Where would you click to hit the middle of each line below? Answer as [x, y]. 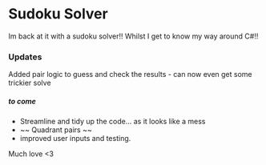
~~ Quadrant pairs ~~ [56, 130]
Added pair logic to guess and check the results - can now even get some [130, 74]
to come [22, 101]
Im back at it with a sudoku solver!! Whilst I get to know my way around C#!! [133, 36]
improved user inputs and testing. [75, 139]
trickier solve [30, 83]
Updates [25, 57]
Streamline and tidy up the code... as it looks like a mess [113, 122]
